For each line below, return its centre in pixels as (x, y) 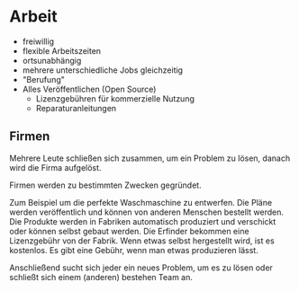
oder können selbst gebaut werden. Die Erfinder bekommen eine (129, 231)
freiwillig (38, 41)
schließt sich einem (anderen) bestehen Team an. (101, 277)
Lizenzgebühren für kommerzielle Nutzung (115, 98)
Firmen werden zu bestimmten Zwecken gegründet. (105, 185)
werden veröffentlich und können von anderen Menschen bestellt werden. (146, 212)
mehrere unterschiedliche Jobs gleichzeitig (102, 70)
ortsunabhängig (52, 60)
